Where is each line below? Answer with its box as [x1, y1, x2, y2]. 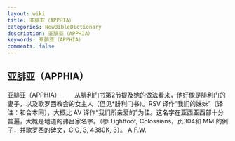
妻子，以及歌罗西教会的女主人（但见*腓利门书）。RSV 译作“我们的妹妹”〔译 [7, 99, 223, 107]
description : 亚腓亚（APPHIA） [7, 29, 93, 37]
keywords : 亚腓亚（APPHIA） [7, 36, 84, 43]
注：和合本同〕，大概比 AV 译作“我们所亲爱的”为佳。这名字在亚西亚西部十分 [7, 108, 224, 116]
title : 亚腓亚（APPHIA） [7, 17, 75, 24]
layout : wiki [7, 10, 46, 18]
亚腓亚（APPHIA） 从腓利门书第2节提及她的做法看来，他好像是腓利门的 [7, 90, 226, 99]
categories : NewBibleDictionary [7, 23, 102, 30]
